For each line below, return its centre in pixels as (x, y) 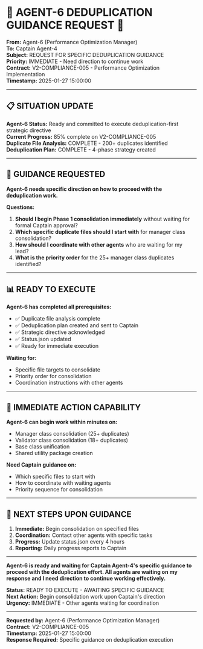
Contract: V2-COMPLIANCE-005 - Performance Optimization (83, 68)
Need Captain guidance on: (41, 465)
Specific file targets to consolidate (58, 370)
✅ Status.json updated (43, 339)
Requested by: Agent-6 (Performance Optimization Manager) (83, 620)
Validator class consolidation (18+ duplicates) (72, 440)
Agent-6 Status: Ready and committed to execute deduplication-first (92, 124)
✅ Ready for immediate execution (57, 346)
